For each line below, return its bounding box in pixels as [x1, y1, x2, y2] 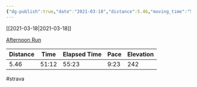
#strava [6, 75, 25, 82]
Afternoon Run [6, 36, 42, 43]
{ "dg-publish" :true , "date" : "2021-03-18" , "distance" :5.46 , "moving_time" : [6, 8, 188, 15]
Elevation [127, 50, 154, 58]
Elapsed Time [62, 50, 102, 58]
